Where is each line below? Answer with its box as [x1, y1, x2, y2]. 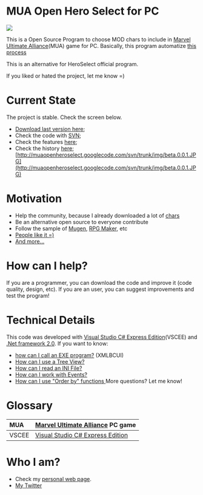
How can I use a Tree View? [15, 358, 85, 365]
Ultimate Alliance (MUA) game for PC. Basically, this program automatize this [6, 42, 197, 49]
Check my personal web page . [15, 475, 92, 482]
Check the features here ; [15, 138, 78, 145]
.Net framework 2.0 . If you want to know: [6, 340, 108, 347]
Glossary [6, 398, 53, 412]
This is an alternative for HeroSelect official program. [6, 60, 138, 67]
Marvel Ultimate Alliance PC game [35, 420, 136, 429]
